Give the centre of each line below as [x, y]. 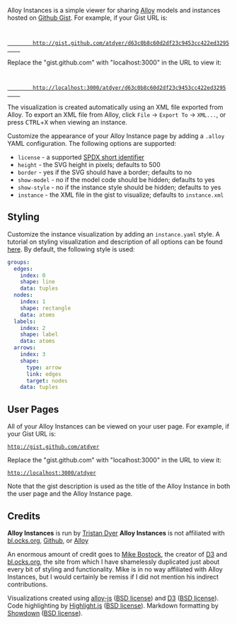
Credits [24, 516]
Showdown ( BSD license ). [45, 613]
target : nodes [47, 381]
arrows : [25, 348]
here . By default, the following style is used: [71, 249]
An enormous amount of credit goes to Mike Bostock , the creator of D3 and [117, 554]
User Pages [33, 409]
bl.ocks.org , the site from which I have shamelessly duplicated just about [114, 562]
